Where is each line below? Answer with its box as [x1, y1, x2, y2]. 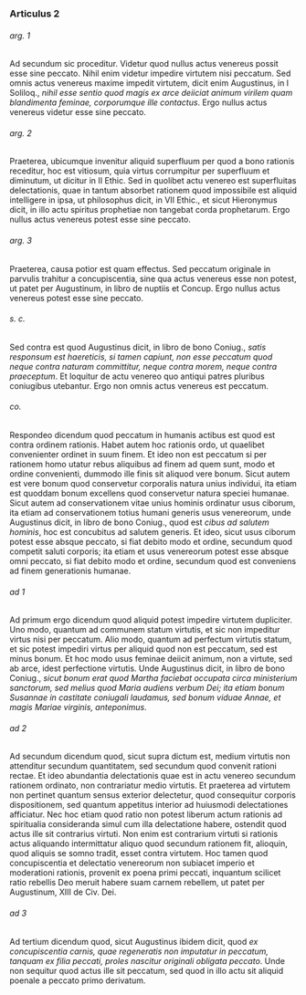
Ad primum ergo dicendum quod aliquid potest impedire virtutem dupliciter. [9, 614, 293, 625]
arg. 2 [9, 127, 32, 139]
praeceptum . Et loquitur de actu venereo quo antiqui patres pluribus [9, 371, 265, 382]
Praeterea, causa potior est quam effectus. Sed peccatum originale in [9, 263, 271, 274]
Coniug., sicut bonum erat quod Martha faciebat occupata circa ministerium [9, 673, 298, 684]
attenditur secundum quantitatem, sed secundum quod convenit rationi [9, 760, 277, 771]
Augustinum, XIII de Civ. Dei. [9, 886, 117, 897]
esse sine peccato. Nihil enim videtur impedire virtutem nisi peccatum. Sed [9, 68, 291, 79]
